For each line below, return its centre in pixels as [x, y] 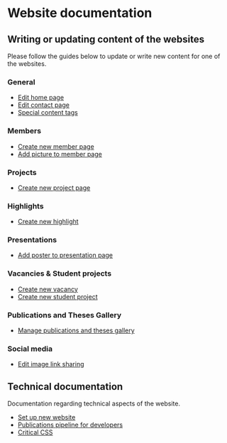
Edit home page [41, 98]
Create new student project [57, 296]
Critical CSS [35, 432]
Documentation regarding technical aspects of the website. [94, 404]
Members [24, 131]
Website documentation [80, 13]
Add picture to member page [60, 154]
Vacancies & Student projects [60, 274]
